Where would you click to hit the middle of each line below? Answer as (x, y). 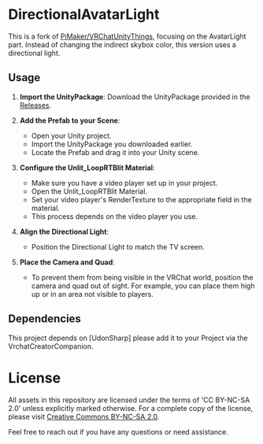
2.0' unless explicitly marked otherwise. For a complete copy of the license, (131, 408)
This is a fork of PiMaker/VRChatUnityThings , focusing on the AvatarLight (127, 36)
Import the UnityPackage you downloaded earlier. (112, 144)
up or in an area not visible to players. (92, 294)
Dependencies (44, 319)
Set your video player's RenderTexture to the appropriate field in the (141, 199)
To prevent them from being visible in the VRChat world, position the (142, 277)
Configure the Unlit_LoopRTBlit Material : (87, 168)
